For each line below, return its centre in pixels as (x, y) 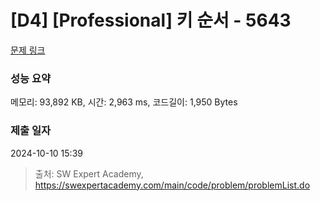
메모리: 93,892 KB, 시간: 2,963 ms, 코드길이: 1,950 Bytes (124, 102)
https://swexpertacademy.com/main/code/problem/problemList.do (172, 185)
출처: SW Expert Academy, (89, 173)
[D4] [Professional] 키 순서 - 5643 (151, 20)
